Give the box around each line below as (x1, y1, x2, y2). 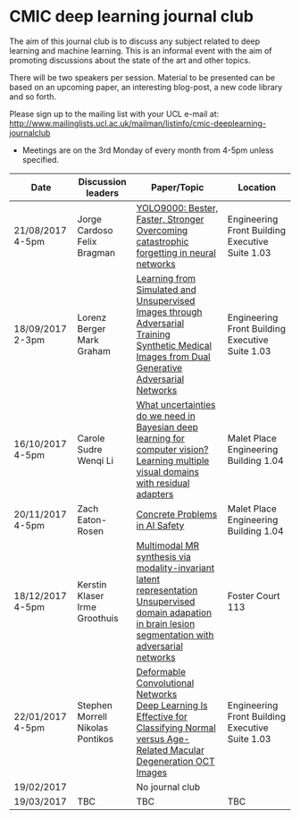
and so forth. (9, 91, 56, 102)
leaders (86, 186, 119, 198)
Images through (136, 306, 203, 318)
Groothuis (77, 612, 119, 624)
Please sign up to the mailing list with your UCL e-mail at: (9, 108, 220, 119)
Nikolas (77, 722, 109, 734)
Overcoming (136, 224, 188, 236)
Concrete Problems (136, 508, 218, 520)
